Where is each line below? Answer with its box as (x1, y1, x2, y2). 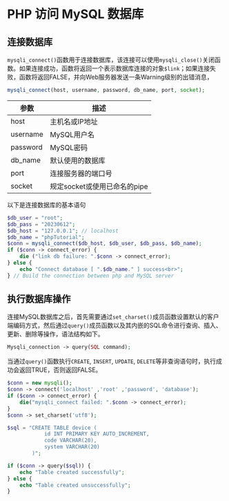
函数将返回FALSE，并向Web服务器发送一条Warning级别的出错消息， (19, 73, 213, 81)
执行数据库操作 (7, 293, 71, 305)
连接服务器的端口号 (50, 169, 112, 178)
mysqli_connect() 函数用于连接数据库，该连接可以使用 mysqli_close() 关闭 (7, 56, 215, 64)
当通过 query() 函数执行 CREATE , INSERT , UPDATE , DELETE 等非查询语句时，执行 (7, 357, 216, 366)
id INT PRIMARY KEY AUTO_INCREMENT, (43, 431, 150, 437)
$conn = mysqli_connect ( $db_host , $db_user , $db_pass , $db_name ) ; (7, 240, 202, 247)
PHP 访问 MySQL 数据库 (7, 6, 144, 22)
